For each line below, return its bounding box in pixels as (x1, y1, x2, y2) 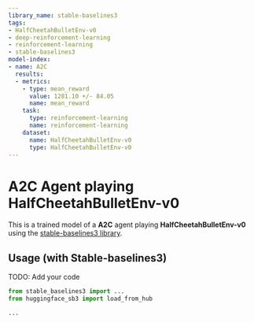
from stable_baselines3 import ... (8, 288, 125, 295)
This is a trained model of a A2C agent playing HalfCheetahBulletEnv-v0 (8, 220, 246, 229)
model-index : (8, 56, 51, 64)
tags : (8, 19, 26, 27)
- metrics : (15, 77, 51, 85)
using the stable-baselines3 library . (8, 228, 123, 238)
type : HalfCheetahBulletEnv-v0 (28, 143, 132, 151)
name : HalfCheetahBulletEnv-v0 (28, 136, 132, 144)
